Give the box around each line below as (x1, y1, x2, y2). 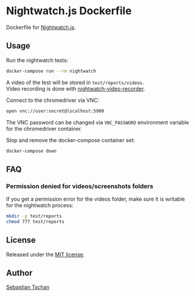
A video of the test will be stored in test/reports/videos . (6, 79, 144, 86)
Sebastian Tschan (6, 284, 50, 291)
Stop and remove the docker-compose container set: (6, 136, 135, 143)
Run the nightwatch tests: (6, 56, 69, 63)
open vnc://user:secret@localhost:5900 (6, 108, 105, 114)
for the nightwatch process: (6, 202, 74, 209)
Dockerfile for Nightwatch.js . (6, 24, 76, 31)
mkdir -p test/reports (6, 213, 62, 220)
